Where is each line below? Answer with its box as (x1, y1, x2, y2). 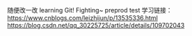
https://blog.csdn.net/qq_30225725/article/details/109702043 (7, 21, 185, 29)
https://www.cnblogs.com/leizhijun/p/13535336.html (7, 14, 158, 22)
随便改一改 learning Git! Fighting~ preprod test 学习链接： (7, 6, 173, 14)
